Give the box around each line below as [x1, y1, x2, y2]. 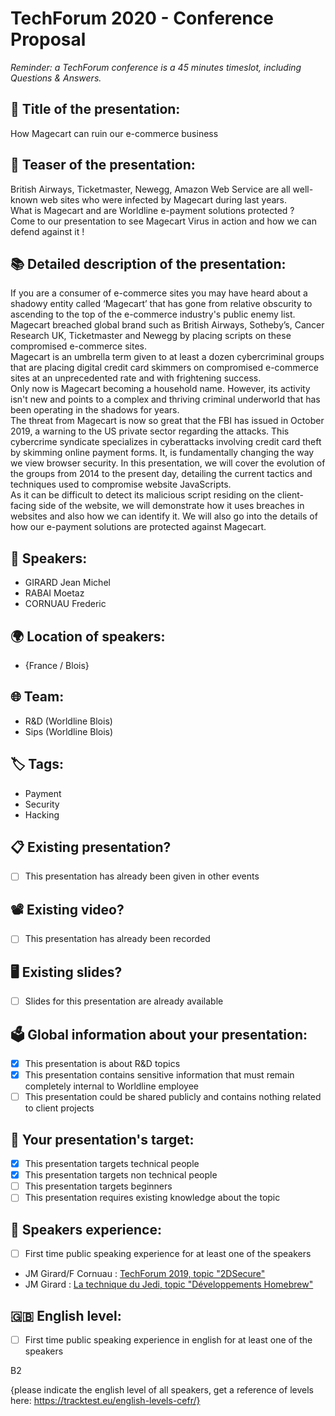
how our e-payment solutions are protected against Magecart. [10, 521, 267, 533]
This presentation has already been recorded [24, 933, 211, 945]
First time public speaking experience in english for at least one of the [24, 1334, 313, 1346]
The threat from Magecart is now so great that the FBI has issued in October [10, 415, 325, 427]
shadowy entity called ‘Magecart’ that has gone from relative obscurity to [10, 298, 313, 310]
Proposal [10, 28, 87, 51]
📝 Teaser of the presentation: [10, 157, 196, 174]
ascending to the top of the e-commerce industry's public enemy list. [10, 308, 296, 321]
